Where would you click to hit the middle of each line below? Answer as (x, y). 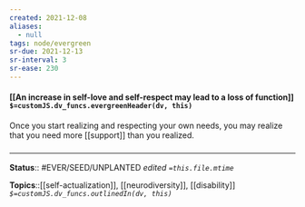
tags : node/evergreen (50, 43)
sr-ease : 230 (34, 69)
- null (30, 34)
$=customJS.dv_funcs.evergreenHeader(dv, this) (101, 106)
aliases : (26, 26)
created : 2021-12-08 (49, 18)
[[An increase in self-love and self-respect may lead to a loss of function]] (152, 97)
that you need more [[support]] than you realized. (102, 135)
